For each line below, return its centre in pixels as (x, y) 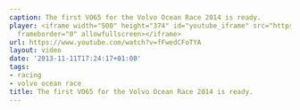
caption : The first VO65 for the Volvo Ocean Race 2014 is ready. (135, 17)
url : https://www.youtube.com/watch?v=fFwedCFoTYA (105, 42)
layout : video (36, 51)
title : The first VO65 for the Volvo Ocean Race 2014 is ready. (131, 91)
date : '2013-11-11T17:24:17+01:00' (75, 59)
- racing (25, 75)
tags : (19, 67)
